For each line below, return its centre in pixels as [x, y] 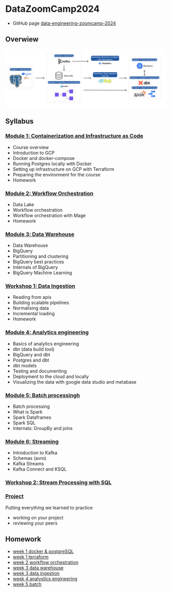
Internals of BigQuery [35, 267]
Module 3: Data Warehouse [40, 234]
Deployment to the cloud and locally [51, 376]
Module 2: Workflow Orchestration [49, 193]
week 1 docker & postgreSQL [43, 551]
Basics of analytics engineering [46, 344]
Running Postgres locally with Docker [52, 164]
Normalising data [31, 308]
